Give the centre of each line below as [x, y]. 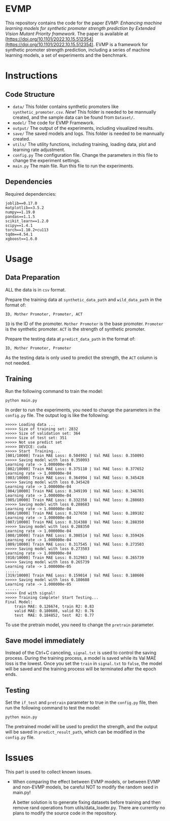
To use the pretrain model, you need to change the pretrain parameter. [80, 625]
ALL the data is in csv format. [36, 290]
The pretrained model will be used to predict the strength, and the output [81, 727]
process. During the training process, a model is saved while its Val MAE [81, 658]
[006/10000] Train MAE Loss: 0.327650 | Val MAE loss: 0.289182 [75, 513]
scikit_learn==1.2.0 [27, 221]
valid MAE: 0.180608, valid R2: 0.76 [54, 611]
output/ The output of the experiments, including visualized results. [83, 128]
